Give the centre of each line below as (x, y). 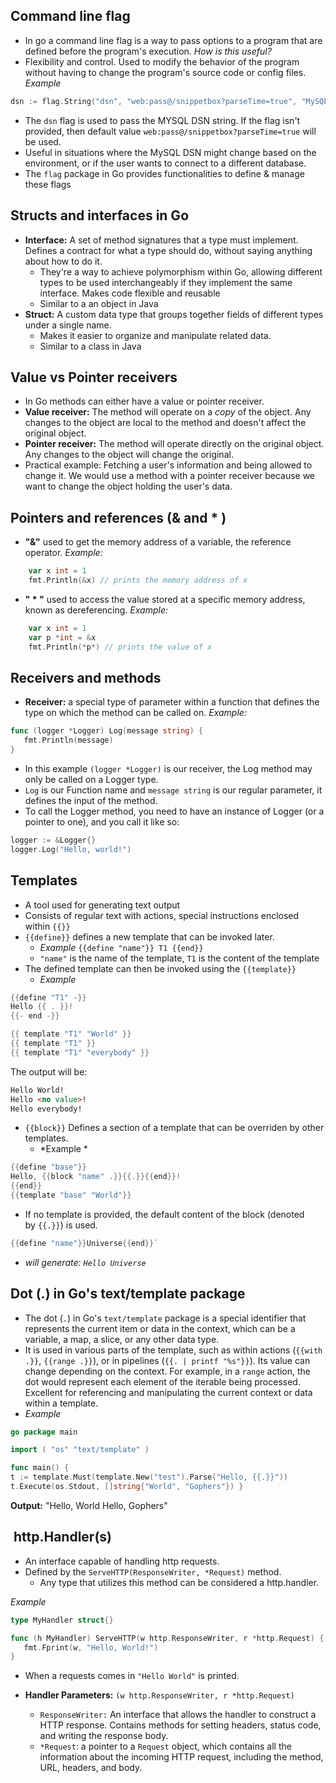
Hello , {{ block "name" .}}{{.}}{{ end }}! (96, 1177)
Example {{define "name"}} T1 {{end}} (121, 947)
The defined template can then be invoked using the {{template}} (160, 968)
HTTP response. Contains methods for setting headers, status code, (180, 1725)
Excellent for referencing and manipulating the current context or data (168, 1392)
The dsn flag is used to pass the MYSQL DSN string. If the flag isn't (162, 120)
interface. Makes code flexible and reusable (130, 293)
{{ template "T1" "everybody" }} (80, 1052)
